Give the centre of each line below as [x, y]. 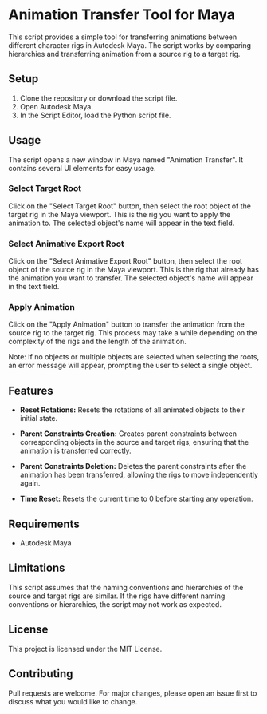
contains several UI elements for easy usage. [82, 168]
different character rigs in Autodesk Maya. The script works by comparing [130, 45]
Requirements [44, 524]
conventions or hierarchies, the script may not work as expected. [115, 604]
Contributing [41, 674]
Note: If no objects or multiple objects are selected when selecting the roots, [134, 357]
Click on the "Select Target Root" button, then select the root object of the [130, 206]
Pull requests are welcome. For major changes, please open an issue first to [133, 693]
